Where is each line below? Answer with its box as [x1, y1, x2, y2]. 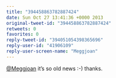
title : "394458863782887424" [6, 8, 79, 15]
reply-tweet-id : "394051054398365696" [6, 37, 103, 43]
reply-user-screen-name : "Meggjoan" [6, 48, 98, 54]
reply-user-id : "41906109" [6, 43, 74, 49]
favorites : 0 [6, 31, 39, 37]
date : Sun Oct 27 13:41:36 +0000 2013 [6, 15, 103, 21]
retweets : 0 [6, 25, 36, 32]
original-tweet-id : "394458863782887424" [6, 20, 112, 26]
